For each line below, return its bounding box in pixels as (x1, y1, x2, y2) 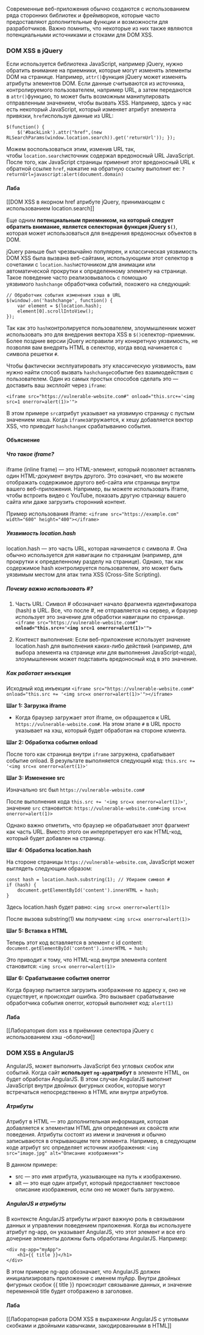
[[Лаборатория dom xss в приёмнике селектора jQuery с (6, 1027, 154, 1034)
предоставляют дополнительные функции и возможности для (6, 18, 169, 25)
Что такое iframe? (6, 450, 55, 457)
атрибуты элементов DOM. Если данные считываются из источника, (6, 80, 185, 87)
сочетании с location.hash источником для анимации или (6, 261, 156, 268)
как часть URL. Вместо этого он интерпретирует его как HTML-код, (6, 828, 183, 835)
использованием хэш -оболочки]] (6, 1034, 96, 1041)
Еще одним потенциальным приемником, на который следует (6, 216, 174, 224)
